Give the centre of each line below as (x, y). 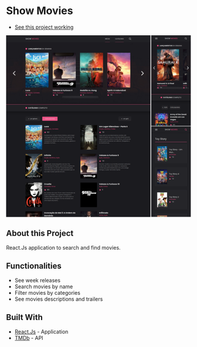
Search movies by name (44, 287)
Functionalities (34, 266)
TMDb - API (29, 338)
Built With (24, 317)
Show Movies (40, 11)
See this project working (44, 27)
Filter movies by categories (47, 292)
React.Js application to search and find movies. (64, 247)
